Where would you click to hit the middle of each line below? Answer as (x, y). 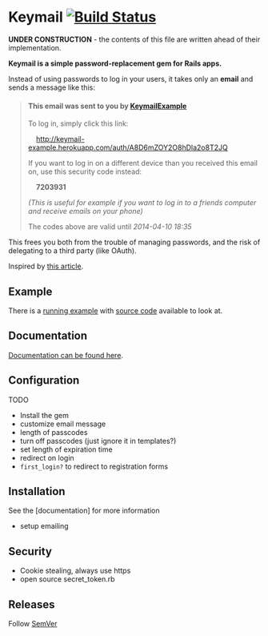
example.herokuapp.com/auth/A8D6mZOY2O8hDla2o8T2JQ (128, 147)
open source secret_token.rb (67, 579)
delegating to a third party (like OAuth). (73, 251)
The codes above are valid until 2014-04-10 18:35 (110, 227)
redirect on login (47, 457)
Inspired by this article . (46, 266)
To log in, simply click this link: (78, 123)
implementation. (35, 47)
